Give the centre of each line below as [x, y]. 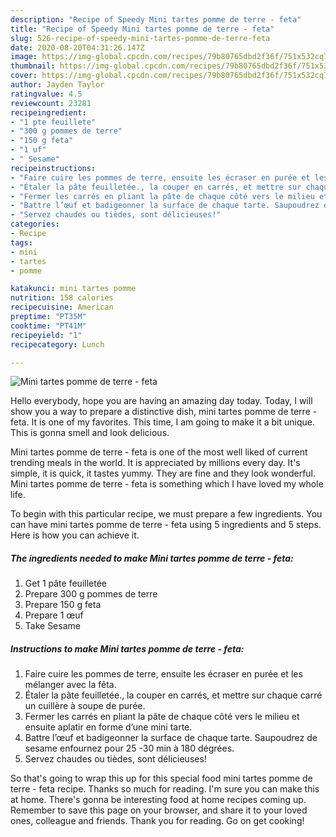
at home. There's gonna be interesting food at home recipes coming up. [158, 800]
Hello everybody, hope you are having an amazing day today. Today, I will [161, 401]
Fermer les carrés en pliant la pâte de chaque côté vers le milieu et [162, 717]
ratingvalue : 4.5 [46, 94]
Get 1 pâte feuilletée [65, 583]
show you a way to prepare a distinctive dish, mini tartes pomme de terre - [164, 412]
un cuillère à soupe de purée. [85, 706]
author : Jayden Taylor [57, 85]
